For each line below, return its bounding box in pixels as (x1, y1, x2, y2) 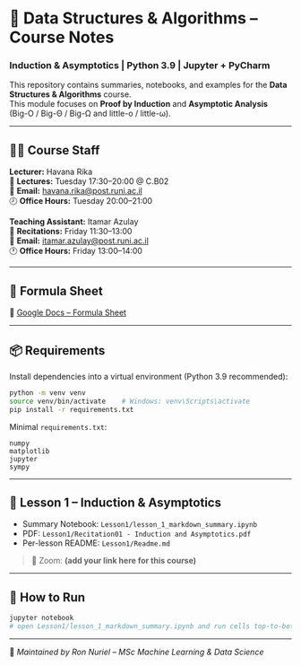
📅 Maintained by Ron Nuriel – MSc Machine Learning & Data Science (9, 646, 264, 657)
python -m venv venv (9, 388, 87, 398)
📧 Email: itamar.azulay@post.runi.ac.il (9, 235, 150, 246)
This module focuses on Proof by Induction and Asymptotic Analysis (9, 99, 269, 110)
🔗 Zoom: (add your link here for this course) (30, 556, 197, 566)
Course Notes (9, 27, 115, 48)
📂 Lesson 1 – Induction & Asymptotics (9, 495, 222, 510)
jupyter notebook (9, 614, 74, 623)
